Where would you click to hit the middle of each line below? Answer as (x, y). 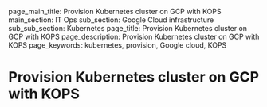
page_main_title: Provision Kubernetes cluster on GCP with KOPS (115, 11)
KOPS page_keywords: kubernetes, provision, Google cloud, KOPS (118, 45)
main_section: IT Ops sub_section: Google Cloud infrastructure (111, 20)
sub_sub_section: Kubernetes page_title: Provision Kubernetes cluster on (128, 28)
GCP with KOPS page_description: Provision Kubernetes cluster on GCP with (134, 36)
